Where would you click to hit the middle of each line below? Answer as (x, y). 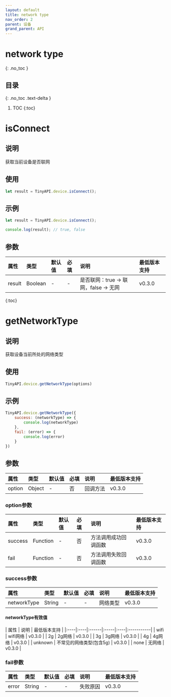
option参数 (19, 506)
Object (36, 488)
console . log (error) (44, 437)
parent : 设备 (18, 24)
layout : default (22, 10)
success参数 (21, 578)
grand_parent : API (25, 29)
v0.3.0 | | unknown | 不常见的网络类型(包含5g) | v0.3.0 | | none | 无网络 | (89, 643)
